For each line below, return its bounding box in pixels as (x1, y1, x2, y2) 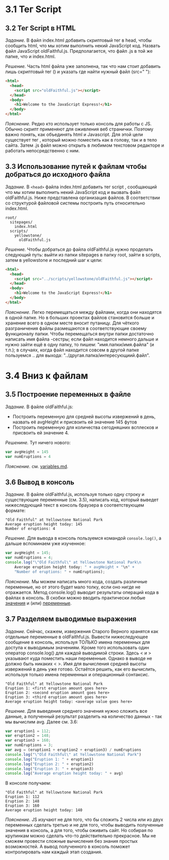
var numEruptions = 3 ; (5, 743, 53, 748)
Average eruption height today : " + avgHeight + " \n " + (14, 565, 135, 570)
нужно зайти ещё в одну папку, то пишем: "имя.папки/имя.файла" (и (5, 341, 154, 347)
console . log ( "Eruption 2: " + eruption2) (5, 762, 94, 767)
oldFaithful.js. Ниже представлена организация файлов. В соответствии (5, 194, 160, 201)
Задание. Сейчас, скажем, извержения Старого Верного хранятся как (5, 628, 158, 634)
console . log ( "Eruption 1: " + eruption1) (5, 756, 94, 762)
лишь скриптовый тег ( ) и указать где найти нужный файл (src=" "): (5, 69, 151, 75)
